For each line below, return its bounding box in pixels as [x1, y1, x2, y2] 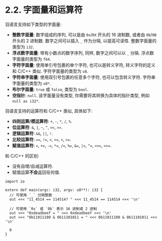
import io [5, 179, 25, 184]
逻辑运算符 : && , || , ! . [12, 130, 53, 136]
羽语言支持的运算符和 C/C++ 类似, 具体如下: [5, 108, 93, 114]
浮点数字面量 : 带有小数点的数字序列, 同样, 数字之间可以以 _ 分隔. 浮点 [12, 50, 150, 56]
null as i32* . [12, 98, 40, 103]
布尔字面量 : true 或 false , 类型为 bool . [12, 86, 89, 92]
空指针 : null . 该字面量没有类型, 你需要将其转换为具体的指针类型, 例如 [12, 92, 150, 98]
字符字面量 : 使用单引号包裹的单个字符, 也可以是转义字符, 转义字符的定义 [12, 62, 156, 68]
